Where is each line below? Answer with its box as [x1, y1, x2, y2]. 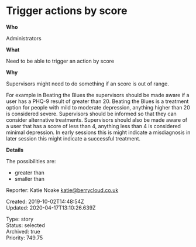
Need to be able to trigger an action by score [6, 57, 115, 64]
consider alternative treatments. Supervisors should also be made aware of [6, 116, 188, 123]
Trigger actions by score [6, 4, 128, 18]
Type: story [6, 215, 34, 222]
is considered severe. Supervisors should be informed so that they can [6, 110, 177, 117]
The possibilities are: [6, 157, 56, 164]
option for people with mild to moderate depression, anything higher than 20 [6, 104, 190, 111]
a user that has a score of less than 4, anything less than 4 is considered [6, 122, 181, 129]
